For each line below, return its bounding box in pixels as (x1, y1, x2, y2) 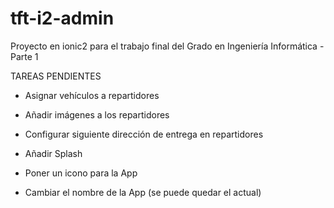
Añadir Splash (24, 147, 83, 159)
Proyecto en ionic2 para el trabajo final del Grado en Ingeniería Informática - (10, 40, 325, 52)
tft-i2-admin (10, 7, 115, 30)
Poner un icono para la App (24, 167, 138, 179)
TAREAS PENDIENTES (10, 70, 102, 82)
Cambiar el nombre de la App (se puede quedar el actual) (24, 186, 262, 198)
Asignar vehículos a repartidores (24, 89, 160, 101)
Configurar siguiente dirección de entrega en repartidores (24, 128, 264, 140)
